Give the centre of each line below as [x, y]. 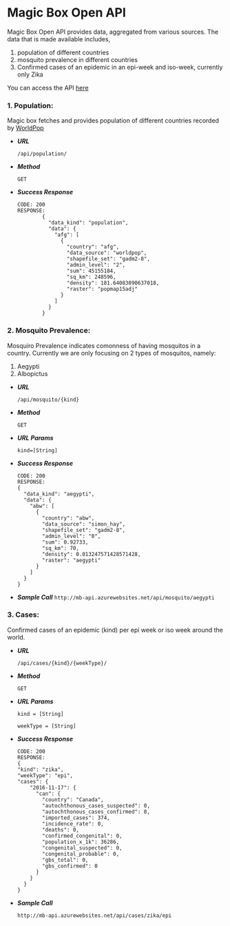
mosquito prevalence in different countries [77, 59]
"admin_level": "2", [96, 265]
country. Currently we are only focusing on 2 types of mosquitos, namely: [112, 353]
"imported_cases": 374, [76, 818]
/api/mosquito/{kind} [48, 400]
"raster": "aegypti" [72, 560]
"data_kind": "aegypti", [59, 494]
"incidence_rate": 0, [73, 824]
